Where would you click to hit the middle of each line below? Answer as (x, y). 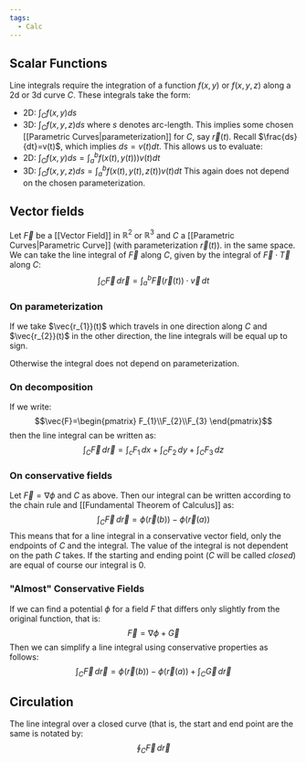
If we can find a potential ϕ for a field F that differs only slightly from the (145, 609)
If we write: (31, 407)
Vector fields (47, 212)
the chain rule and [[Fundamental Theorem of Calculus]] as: (122, 505)
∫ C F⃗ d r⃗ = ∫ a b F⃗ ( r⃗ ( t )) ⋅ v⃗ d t (153, 281)
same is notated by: (47, 734)
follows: (24, 657)
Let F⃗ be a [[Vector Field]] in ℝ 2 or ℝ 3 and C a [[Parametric (122, 234)
